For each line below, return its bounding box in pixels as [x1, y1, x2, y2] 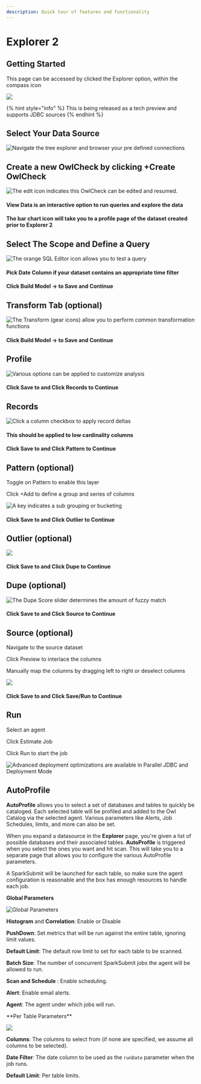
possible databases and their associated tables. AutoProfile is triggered [6, 839, 185, 846]
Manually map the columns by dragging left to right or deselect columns [6, 667, 185, 675]
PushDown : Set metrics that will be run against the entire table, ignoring [6, 929, 186, 936]
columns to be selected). [6, 1042, 68, 1049]
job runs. [6, 1060, 28, 1067]
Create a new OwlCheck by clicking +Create [6, 161, 176, 172]
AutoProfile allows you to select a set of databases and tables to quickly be [6, 801, 195, 808]
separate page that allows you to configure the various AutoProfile [6, 851, 171, 858]
